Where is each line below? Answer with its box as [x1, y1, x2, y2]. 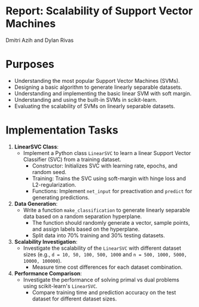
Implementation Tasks [5, 123, 119, 137]
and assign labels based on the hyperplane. [32, 225, 140, 232]
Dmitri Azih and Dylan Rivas [5, 36, 74, 44]
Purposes [5, 58, 55, 71]
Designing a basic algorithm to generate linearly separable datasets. [14, 83, 183, 91]
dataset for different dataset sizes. [32, 295, 117, 302]
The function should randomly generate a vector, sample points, [32, 219, 190, 226]
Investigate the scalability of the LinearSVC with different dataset [23, 244, 182, 252]
